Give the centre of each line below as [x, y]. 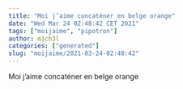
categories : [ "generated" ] [54, 46]
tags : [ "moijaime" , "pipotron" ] [63, 31]
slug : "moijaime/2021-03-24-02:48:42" [74, 53]
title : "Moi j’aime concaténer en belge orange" [92, 16]
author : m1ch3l [34, 38]
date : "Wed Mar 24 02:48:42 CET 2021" [74, 23]
